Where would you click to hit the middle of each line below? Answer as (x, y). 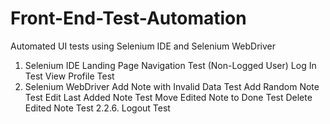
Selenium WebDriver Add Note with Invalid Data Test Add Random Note (172, 86)
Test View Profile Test (69, 76)
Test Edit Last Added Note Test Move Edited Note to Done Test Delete (168, 97)
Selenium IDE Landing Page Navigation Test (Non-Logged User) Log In (170, 65)
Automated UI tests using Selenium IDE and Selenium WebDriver (143, 46)
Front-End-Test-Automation (128, 18)
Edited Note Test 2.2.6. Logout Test (97, 108)
